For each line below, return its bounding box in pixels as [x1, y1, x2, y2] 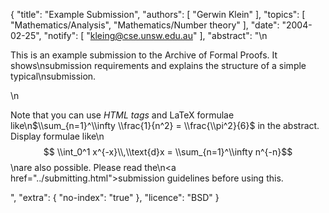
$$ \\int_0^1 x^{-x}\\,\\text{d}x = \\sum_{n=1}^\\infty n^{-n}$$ [43, 146, 293, 158]
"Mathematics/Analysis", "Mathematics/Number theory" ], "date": [10, 19, 280, 31]
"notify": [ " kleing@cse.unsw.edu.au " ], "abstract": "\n [43, 30, 268, 41]
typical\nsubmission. [10, 70, 97, 82]
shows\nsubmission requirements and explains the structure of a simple [10, 60, 307, 71]
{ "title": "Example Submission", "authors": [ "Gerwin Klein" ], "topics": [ [10, 9, 306, 20]
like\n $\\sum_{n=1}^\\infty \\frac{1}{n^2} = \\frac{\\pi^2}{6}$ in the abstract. [10, 120, 320, 131]
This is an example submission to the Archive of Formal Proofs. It [10, 49, 278, 61]
